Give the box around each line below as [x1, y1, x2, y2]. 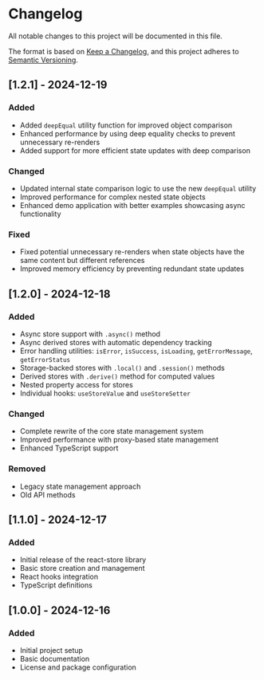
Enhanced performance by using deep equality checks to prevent [19, 128, 235, 138]
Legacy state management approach [19, 482, 141, 491]
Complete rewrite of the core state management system [19, 426, 204, 436]
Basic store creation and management [19, 564, 145, 573]
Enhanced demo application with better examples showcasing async [19, 200, 246, 210]
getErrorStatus [19, 356, 71, 364]
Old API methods [19, 489, 76, 499]
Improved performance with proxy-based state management [19, 435, 219, 445]
